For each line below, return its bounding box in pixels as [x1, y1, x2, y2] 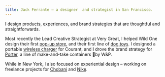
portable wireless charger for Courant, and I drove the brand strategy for [5, 46, 153, 52]
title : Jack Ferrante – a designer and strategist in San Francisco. [5, 7, 153, 12]
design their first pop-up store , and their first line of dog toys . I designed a [5, 40, 156, 47]
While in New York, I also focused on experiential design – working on [5, 61, 147, 67]
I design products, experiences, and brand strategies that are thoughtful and [5, 21, 160, 27]
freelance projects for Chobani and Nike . [5, 66, 88, 72]
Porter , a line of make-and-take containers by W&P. [5, 51, 112, 57]
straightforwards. [5, 26, 40, 32]
